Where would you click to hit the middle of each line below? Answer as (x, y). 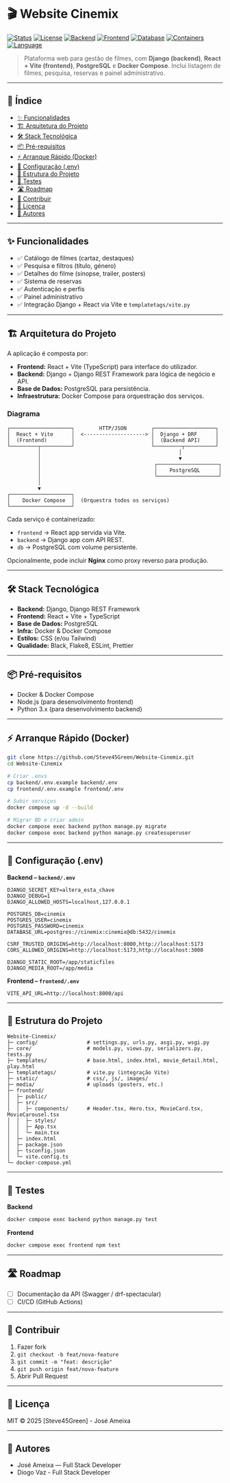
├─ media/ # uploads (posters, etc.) (86, 1085)
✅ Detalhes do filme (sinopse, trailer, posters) (81, 274)
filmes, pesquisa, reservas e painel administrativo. (94, 73)
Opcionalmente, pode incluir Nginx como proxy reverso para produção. (108, 560)
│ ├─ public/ (27, 1097)
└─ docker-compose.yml (39, 1163)
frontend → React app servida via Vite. (72, 532)
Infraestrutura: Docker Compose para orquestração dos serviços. (110, 396)
